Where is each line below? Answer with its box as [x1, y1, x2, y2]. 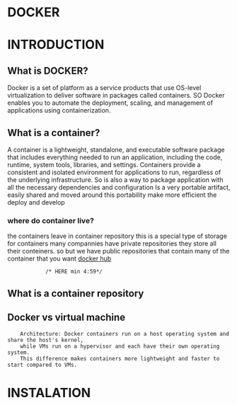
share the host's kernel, [7, 336, 83, 343]
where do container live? [7, 215, 94, 225]
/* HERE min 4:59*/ [45, 268, 103, 275]
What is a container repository [7, 287, 144, 300]
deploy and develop [7, 198, 65, 206]
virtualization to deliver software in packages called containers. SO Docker [7, 91, 225, 100]
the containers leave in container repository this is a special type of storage [7, 232, 228, 241]
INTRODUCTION [7, 37, 105, 53]
